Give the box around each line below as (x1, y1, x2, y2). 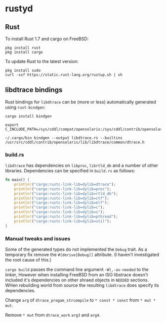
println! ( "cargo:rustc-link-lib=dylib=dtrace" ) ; (14, 182, 116, 187)
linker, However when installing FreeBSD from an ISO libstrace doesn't (5, 272, 148, 278)
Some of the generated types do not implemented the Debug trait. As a (5, 246, 147, 253)
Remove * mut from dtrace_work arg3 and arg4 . (5, 312, 101, 318)
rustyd (5, 3, 33, 14)
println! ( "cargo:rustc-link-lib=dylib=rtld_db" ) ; (14, 191, 119, 196)
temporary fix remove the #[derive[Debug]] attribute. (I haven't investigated (5, 252, 160, 258)
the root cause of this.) (5, 257, 52, 263)
